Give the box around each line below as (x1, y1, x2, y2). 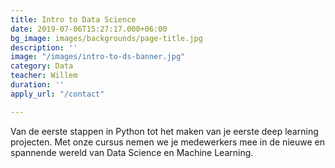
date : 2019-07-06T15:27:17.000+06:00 (10, 24, 168, 34)
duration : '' (10, 80, 65, 90)
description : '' (10, 42, 78, 53)
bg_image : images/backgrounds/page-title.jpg (10, 33, 203, 43)
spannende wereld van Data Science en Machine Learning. (10, 146, 254, 158)
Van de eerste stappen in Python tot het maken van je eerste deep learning (10, 125, 319, 137)
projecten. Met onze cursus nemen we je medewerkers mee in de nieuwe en (10, 136, 325, 148)
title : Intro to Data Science (10, 14, 137, 25)
